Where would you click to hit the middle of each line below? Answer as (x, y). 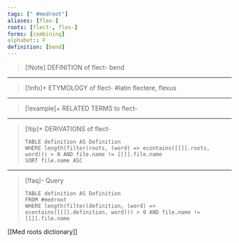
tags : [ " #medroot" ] (38, 14)
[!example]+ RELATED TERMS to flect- (81, 108)
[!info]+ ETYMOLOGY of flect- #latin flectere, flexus (100, 88)
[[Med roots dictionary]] (43, 232)
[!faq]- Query (44, 180)
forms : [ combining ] (36, 34)
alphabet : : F (27, 41)
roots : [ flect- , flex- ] (43, 27)
